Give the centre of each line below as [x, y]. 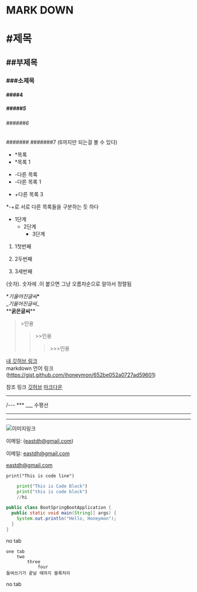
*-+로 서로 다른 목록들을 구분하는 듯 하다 [52, 207]
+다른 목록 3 [29, 194]
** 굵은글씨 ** [21, 311]
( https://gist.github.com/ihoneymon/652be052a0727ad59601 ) [81, 375]
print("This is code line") [40, 476]
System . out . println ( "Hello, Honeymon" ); [67, 519]
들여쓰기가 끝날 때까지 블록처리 [38, 573]
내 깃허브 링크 [22, 361]
